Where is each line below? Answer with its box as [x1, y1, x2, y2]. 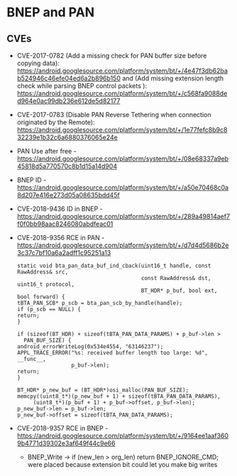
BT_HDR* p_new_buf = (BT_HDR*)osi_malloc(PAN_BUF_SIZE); [16, 386, 189, 394]
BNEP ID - [16, 175, 47, 184]
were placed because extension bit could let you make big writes [27, 460, 218, 469]
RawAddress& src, [16, 269, 69, 276]
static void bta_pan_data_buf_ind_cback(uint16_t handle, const [16, 262, 211, 269]
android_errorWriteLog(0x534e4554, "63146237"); [16, 343, 164, 350]
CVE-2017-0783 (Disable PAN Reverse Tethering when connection [16, 111, 211, 119]
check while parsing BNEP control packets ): [16, 82, 147, 90]
